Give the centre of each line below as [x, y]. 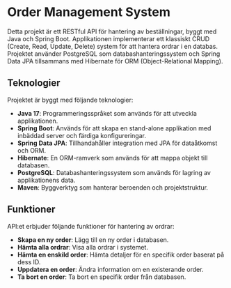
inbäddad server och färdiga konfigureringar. [81, 135]
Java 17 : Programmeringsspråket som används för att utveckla [107, 113]
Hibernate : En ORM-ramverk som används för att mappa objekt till [112, 158]
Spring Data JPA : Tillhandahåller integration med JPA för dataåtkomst [117, 143]
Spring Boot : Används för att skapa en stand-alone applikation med [114, 128]
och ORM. [32, 150]
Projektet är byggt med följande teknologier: [70, 100]
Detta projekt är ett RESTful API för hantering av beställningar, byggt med [112, 31]
